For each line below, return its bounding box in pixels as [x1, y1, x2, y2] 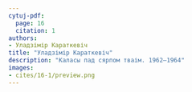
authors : [8, 34, 38, 42]
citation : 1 [15, 26, 56, 34]
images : [8, 64, 35, 72]
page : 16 [15, 19, 45, 27]
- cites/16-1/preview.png [8, 71, 95, 79]
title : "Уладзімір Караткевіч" [8, 49, 113, 57]
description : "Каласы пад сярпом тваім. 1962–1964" [8, 57, 185, 65]
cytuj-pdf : [8, 11, 45, 20]
